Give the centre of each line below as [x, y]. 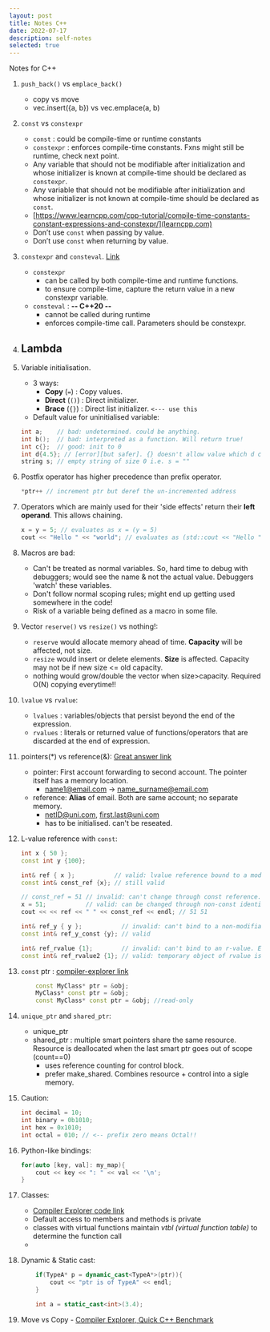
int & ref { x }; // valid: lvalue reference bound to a [134, 875]
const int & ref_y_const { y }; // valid [85, 934]
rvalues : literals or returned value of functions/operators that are [140, 732]
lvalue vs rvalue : [49, 700]
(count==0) [52, 1057]
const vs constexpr [52, 123]
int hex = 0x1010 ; [51, 1127]
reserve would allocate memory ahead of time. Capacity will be [137, 642]
